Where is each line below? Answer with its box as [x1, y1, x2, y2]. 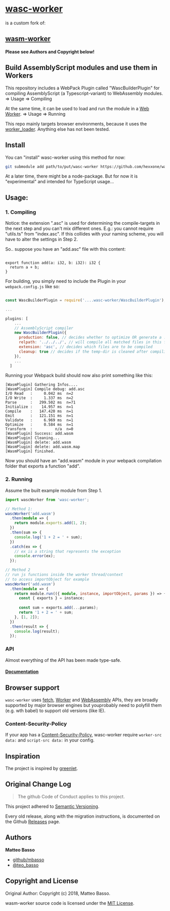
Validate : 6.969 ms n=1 [5, 418, 73, 423]
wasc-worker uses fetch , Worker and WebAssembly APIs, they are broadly [5, 696, 158, 703]
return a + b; [10, 265, 39, 270]
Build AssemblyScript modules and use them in [5, 63, 158, 72]
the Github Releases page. [5, 818, 61, 825]
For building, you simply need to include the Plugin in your [5, 278, 126, 284]
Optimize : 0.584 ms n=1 [5, 422, 73, 427]
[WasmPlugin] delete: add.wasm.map [5, 445, 80, 450]
